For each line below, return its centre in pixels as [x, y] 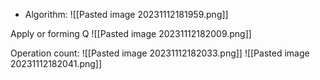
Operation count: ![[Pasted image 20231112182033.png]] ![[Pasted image [160, 53]
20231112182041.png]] [56, 63]
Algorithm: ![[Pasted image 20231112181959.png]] [126, 14]
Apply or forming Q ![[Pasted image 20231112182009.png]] [131, 33]
